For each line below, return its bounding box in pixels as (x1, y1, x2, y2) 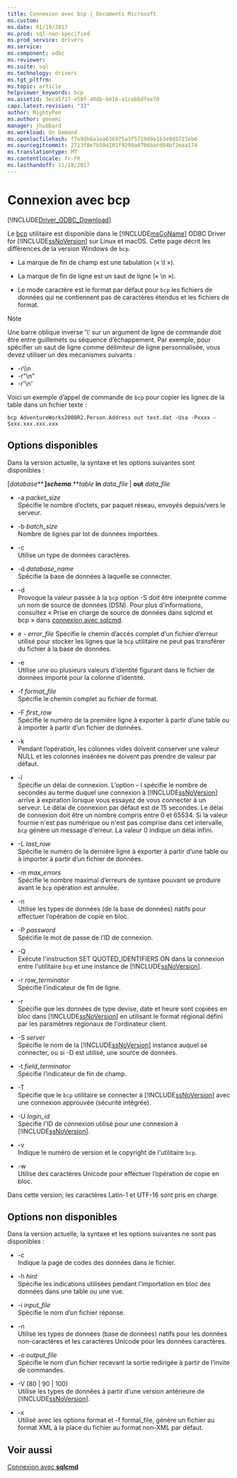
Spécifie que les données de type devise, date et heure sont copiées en (17, 1004, 228, 1012)
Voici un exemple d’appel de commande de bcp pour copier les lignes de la (7, 393, 225, 401)
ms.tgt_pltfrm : (7, 76, 52, 83)
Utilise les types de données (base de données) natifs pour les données (17, 1329, 228, 1338)
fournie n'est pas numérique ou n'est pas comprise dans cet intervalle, (17, 818, 224, 826)
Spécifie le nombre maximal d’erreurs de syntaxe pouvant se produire (17, 875, 221, 884)
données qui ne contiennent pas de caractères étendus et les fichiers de (17, 293, 230, 301)
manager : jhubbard (7, 122, 62, 129)
